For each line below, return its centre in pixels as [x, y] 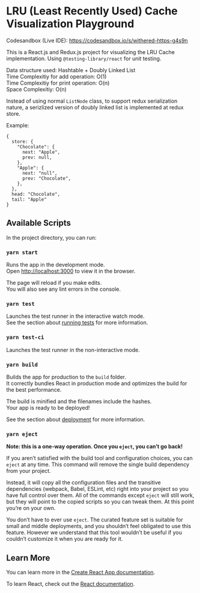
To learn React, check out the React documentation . [71, 584]
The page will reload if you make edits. [54, 283]
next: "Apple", [41, 152]
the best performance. [34, 389]
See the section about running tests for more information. [77, 323]
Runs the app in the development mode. [56, 265]
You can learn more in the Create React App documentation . [81, 573]
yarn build [22, 364]
